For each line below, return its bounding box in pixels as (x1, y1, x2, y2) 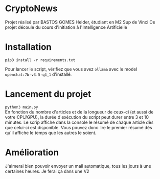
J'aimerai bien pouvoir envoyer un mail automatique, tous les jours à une (5, 163, 152, 169)
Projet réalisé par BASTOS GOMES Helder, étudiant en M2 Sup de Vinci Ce (5, 19, 156, 25)
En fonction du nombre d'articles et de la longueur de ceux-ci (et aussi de (5, 109, 154, 115)
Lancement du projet (5, 89, 91, 100)
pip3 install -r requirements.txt (5, 57, 76, 63)
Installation (5, 42, 52, 53)
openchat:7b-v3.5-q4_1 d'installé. (5, 71, 72, 77)
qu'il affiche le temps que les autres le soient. (5, 130, 97, 135)
